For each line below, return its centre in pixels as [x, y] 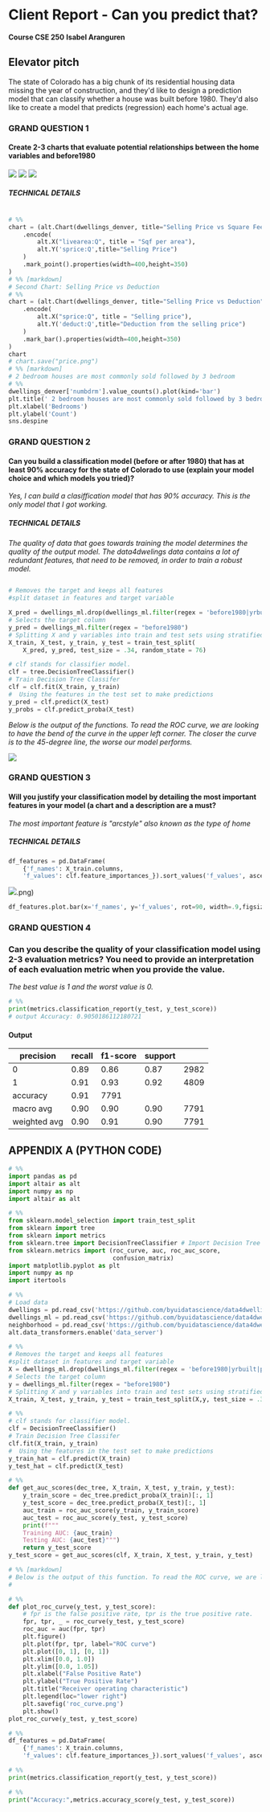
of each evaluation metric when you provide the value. [117, 969]
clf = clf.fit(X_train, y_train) [64, 687]
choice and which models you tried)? [72, 478]
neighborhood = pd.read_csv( [57, 1325]
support [160, 1056]
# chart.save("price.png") [53, 362]
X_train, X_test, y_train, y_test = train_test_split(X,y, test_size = [131, 1399]
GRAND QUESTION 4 [50, 928]
